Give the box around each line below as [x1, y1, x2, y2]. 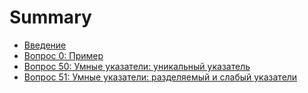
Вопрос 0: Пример [23, 49, 104, 61]
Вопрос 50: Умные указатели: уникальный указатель [23, 60, 251, 72]
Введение [23, 39, 67, 51]
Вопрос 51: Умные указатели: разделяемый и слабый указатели [23, 71, 298, 83]
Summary [9, 6, 92, 29]
